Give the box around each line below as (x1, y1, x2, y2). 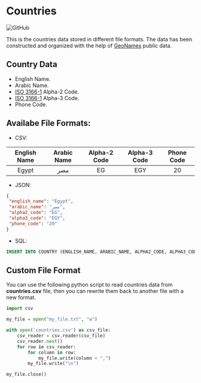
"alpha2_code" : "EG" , (8, 210, 63, 216)
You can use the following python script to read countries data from (6, 281, 173, 288)
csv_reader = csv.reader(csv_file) (17, 333, 106, 339)
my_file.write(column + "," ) (38, 355, 111, 361)
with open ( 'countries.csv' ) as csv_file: (6, 327, 111, 333)
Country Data (6, 59, 58, 70)
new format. (6, 294, 36, 301)
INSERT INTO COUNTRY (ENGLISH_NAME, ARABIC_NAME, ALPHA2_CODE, (6, 249, 167, 255)
